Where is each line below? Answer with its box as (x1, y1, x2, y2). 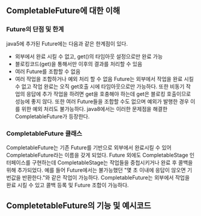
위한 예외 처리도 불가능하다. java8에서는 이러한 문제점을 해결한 (21, 105, 168, 112)
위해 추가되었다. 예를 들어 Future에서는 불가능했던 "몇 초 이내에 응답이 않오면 (6, 166, 186, 173)
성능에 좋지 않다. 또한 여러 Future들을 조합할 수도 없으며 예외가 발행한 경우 (14, 98, 189, 105)
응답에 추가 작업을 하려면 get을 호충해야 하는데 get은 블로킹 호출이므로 (26, 90, 191, 97)
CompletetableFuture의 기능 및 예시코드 (6, 200, 151, 211)
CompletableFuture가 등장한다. (14, 113, 90, 120)
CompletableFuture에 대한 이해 (6, 5, 120, 16)
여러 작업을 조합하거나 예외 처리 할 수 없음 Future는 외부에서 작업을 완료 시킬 (14, 75, 194, 82)
